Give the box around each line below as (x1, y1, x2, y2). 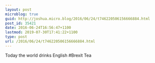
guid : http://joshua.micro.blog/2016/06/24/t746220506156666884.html (5, 16, 151, 21)
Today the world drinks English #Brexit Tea (5, 52, 92, 58)
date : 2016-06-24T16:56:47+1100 (5, 25, 71, 30)
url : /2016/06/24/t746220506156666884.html (5, 39, 96, 44)
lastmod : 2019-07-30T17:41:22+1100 (5, 30, 78, 35)
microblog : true (5, 12, 38, 17)
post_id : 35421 (5, 21, 36, 26)
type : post (5, 35, 27, 40)
